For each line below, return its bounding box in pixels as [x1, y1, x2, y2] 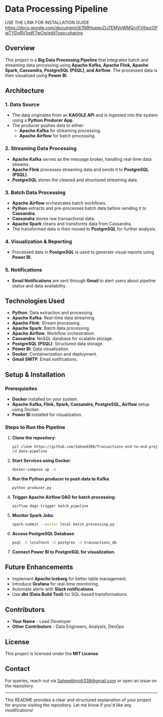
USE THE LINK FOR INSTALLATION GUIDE [5, 19, 90, 25]
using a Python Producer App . [12, 117, 74, 123]
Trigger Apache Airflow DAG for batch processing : [12, 494, 116, 500]
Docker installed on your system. [12, 396, 79, 402]
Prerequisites [5, 385, 37, 392]
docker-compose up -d [12, 467, 56, 472]
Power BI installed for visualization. [12, 412, 82, 417]
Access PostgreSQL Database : [12, 530, 75, 536]
